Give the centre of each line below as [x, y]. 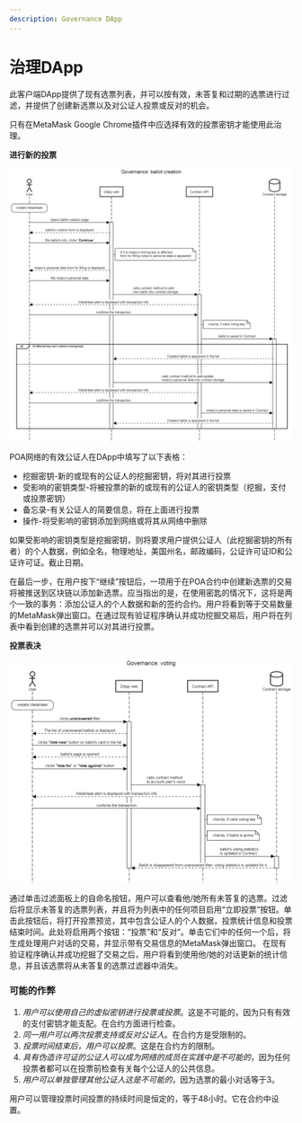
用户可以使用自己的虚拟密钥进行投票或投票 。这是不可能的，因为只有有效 [156, 1012]
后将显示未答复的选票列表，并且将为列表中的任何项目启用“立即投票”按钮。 [147, 909]
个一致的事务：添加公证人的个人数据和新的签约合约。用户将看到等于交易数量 [151, 604]
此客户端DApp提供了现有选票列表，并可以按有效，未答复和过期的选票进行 [146, 93]
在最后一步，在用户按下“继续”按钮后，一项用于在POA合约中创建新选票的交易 [151, 581]
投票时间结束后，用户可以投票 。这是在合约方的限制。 [121, 1046]
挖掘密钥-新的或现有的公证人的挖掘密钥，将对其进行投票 [127, 475]
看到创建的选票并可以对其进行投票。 [92, 626]
